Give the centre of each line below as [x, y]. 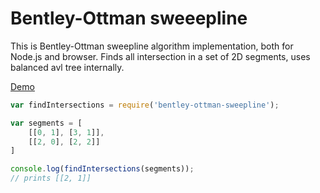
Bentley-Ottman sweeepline [129, 18]
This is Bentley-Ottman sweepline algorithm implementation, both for [152, 46]
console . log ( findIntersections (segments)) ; [102, 169]
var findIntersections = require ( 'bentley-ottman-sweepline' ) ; [145, 105]
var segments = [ [46, 123]
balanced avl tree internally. [67, 67]
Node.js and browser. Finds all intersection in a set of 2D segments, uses [160, 56]
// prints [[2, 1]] [51, 178]
